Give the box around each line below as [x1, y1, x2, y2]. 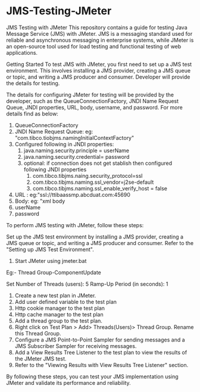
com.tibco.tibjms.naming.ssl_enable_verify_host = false [32, 184, 168, 192]
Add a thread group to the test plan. [14, 317, 103, 324]
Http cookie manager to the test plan [14, 305, 105, 312]
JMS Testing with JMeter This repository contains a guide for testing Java [6, 24, 187, 31]
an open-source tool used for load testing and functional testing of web [6, 43, 182, 50]
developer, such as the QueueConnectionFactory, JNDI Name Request [6, 97, 179, 105]
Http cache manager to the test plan [14, 311, 104, 318]
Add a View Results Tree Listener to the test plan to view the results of [14, 349, 187, 356]
